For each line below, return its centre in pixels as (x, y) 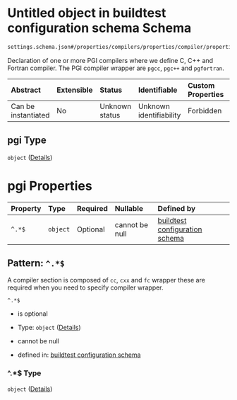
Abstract (26, 90)
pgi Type (27, 141)
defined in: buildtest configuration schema (79, 355)
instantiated (30, 115)
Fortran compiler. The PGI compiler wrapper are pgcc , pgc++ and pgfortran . (116, 68)
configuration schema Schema (99, 28)
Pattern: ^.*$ (36, 263)
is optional (32, 314)
